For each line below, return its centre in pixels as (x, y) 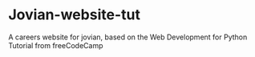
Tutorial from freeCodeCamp (56, 45)
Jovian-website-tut (74, 15)
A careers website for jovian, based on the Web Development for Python (128, 37)
